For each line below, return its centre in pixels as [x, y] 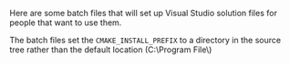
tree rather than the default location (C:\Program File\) [111, 50]
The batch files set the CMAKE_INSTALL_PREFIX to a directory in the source [145, 40]
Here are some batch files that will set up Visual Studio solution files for [144, 13]
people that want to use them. [66, 23]
